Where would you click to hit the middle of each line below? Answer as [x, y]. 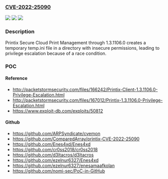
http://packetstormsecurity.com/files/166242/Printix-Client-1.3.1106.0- [85, 89]
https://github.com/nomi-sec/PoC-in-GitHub [59, 171]
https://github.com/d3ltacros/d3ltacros [53, 155]
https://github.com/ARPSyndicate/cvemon [57, 133]
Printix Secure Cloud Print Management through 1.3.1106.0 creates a [76, 42]
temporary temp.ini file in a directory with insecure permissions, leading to [82, 48]
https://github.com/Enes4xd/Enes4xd [51, 144]
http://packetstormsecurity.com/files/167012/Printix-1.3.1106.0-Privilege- [88, 100]
